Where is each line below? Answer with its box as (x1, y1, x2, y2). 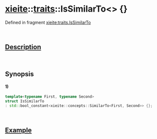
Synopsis (5, 70, 34, 78)
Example (5, 126, 32, 135)
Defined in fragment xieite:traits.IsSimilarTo (5, 19, 91, 25)
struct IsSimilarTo (5, 99, 45, 104)
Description (5, 43, 41, 52)
